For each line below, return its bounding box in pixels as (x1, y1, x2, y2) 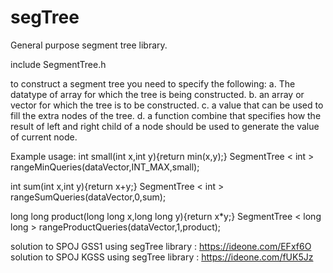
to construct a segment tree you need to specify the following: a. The (10, 77, 296, 90)
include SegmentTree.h (10, 58, 107, 70)
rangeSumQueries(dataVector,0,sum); (10, 191, 167, 203)
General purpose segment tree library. (10, 39, 168, 51)
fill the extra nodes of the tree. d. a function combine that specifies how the (10, 109, 322, 121)
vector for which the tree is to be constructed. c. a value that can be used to (10, 99, 324, 111)
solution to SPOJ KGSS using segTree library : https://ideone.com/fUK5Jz (10, 251, 314, 263)
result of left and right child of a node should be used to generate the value (10, 120, 320, 132)
